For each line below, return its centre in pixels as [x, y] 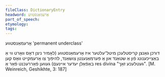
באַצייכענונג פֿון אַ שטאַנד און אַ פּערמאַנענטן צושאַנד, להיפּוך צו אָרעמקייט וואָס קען [82, 58]
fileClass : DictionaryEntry [35, 10]
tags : [11, 29]
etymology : [17, 24]
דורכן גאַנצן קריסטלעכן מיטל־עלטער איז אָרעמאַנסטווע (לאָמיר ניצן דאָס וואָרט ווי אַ [82, 53]
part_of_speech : [22, 19]
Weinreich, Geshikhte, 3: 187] [36, 69]
